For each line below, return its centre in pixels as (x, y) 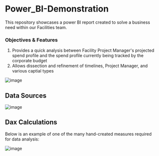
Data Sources (26, 95)
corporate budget (29, 61)
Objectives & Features (31, 40)
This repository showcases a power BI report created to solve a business (78, 22)
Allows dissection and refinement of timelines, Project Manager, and (80, 66)
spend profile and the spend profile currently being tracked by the (78, 56)
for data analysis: (22, 139)
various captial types (33, 71)
